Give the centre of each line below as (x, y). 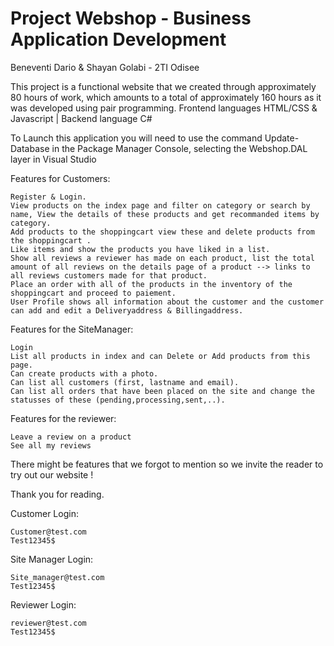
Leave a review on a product (71, 437)
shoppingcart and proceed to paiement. (93, 293)
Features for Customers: (60, 178)
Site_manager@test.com (57, 577)
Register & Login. (48, 197)
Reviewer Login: (43, 604)
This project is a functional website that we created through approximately (163, 86)
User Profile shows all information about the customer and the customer (167, 302)
